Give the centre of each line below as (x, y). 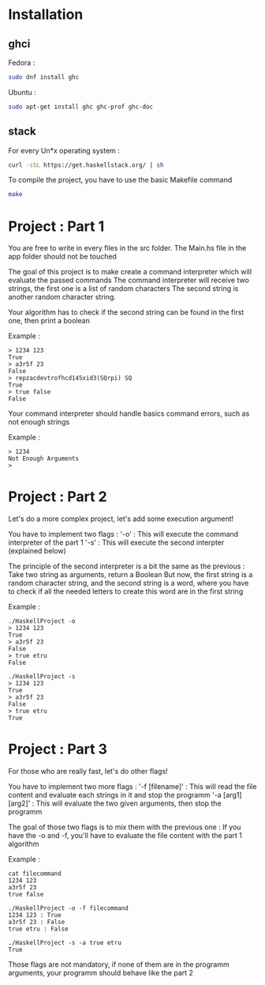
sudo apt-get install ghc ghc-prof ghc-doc (81, 107)
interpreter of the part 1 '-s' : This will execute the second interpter (116, 542)
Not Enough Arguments (44, 459)
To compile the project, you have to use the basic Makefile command (120, 180)
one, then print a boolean (49, 321)
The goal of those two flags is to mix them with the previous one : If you (125, 827)
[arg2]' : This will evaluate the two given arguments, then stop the (115, 803)
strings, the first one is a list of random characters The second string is (123, 289)
